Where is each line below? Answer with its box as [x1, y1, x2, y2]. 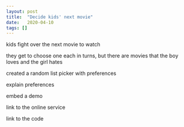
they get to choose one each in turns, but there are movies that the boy [6, 52, 179, 59]
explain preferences [6, 81, 55, 88]
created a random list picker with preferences [6, 70, 116, 77]
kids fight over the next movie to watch [6, 41, 101, 48]
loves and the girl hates [6, 59, 63, 66]
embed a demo [6, 92, 43, 99]
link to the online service [6, 104, 66, 111]
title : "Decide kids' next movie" [6, 14, 93, 20]
